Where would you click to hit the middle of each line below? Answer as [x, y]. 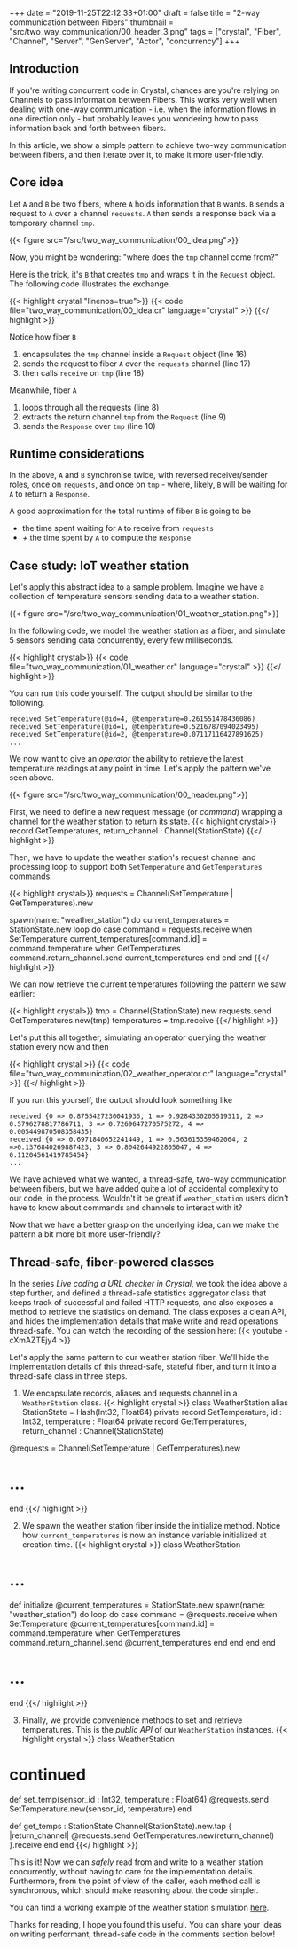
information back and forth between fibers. [88, 128]
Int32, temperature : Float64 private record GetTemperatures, [134, 1421]
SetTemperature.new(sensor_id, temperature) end [101, 1809]
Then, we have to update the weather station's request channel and [133, 857]
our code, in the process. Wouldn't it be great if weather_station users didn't [149, 1198]
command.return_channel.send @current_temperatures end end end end [143, 1642]
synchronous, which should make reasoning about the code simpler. [134, 1890]
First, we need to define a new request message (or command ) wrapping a [146, 812]
